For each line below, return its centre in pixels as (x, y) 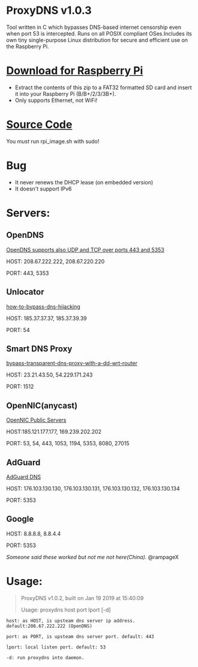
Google (20, 519)
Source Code (39, 125)
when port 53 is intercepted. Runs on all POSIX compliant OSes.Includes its (99, 33)
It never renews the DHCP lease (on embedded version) (84, 182)
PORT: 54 (18, 330)
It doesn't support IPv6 (43, 189)
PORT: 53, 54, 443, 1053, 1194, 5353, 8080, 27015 (68, 443)
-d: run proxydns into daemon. (45, 657)
